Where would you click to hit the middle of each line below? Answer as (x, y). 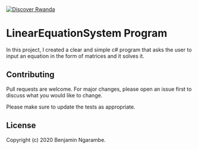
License (21, 126)
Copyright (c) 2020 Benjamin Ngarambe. (56, 140)
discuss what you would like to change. (54, 95)
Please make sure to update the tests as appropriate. (71, 107)
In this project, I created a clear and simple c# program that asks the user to (99, 49)
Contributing (30, 74)
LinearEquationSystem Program (87, 34)
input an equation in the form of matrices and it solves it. (75, 56)
